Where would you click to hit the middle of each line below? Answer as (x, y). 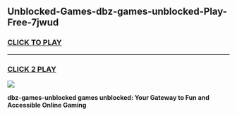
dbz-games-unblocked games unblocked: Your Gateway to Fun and (109, 97)
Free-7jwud (33, 23)
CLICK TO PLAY (35, 43)
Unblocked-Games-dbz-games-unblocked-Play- (117, 12)
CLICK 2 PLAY (32, 69)
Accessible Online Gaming (47, 105)
